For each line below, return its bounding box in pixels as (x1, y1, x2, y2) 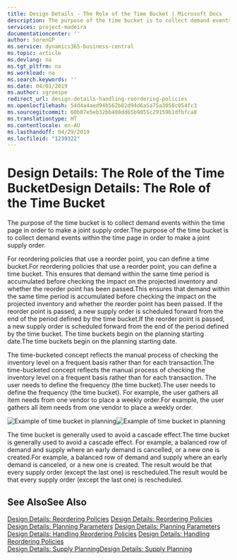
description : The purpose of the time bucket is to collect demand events (7, 17, 232, 24)
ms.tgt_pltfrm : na (7, 63, 61, 70)
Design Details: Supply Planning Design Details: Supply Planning (7, 544, 193, 553)
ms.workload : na (7, 69, 55, 76)
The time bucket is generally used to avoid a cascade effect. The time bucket (7, 431, 230, 439)
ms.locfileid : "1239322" (7, 135, 80, 142)
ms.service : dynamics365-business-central (7, 43, 134, 50)
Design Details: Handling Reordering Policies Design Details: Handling (7, 530, 210, 538)
